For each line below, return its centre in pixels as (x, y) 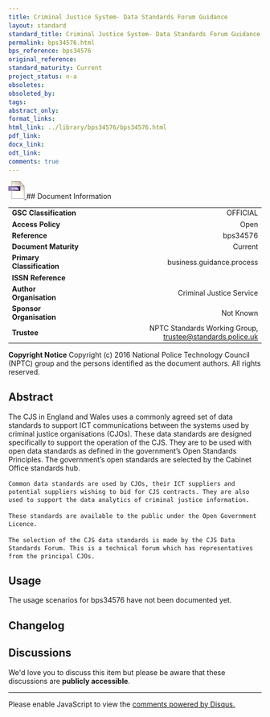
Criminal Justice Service (218, 293)
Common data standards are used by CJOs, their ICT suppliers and (122, 483)
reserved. (24, 371)
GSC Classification (44, 213)
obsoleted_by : (32, 93)
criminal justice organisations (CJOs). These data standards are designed (130, 433)
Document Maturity (45, 247)
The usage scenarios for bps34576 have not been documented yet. (120, 600)
